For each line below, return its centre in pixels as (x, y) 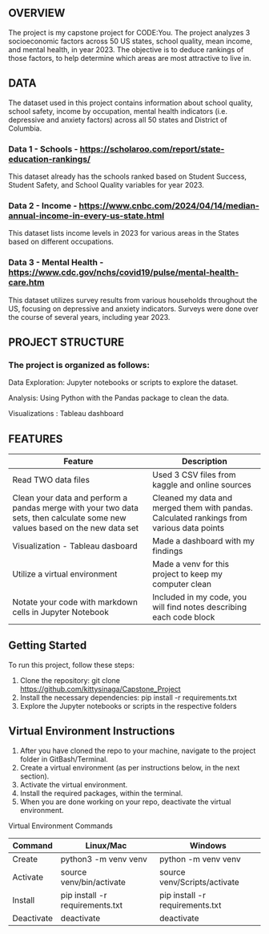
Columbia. (25, 128)
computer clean (182, 584)
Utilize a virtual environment (65, 574)
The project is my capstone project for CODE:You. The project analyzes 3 (129, 32)
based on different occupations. (61, 242)
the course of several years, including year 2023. (89, 317)
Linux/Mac (106, 845)
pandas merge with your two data (75, 508)
